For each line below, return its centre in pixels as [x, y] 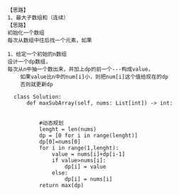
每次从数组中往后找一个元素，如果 [50, 41]
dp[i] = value [85, 167]
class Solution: [38, 97]
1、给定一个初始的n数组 [37, 54]
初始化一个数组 [26, 33]
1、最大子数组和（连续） [38, 18]
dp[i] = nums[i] [88, 179]
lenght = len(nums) [68, 130]
